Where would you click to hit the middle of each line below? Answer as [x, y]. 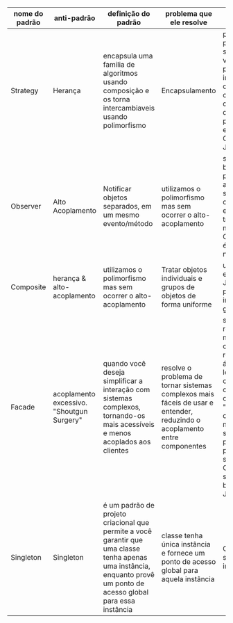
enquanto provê [129, 575]
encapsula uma [128, 56]
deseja [114, 372]
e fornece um [183, 553]
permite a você [128, 531]
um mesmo [121, 215]
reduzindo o [181, 420]
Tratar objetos [184, 269]
